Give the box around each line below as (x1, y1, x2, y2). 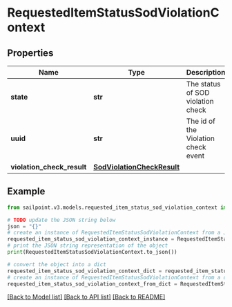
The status (186, 80, 221, 89)
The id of (186, 116, 215, 126)
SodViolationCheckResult (93, 162, 180, 171)
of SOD (186, 88, 210, 97)
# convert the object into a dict (7, 261, 107, 268)
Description (186, 68, 226, 77)
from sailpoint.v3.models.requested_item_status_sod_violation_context (7, 204, 217, 211)
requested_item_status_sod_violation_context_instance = (7, 236, 175, 243)
